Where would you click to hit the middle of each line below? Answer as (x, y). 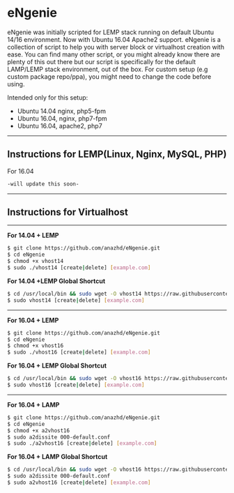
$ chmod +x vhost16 (36, 346)
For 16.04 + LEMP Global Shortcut (57, 366)
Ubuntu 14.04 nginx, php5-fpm (62, 111)
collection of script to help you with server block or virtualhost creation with (116, 47)
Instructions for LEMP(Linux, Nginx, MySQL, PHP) (117, 154)
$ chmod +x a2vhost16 (39, 430)
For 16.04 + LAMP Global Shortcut (57, 457)
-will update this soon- (43, 184)
